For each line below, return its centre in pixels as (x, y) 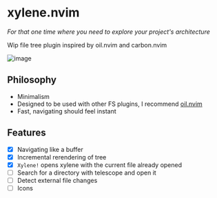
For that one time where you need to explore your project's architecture (108, 32)
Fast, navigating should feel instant (66, 111)
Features (27, 133)
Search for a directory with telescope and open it (86, 173)
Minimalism (33, 96)
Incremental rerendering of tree (62, 157)
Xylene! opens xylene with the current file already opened (100, 165)
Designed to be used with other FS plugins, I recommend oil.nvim (110, 104)
